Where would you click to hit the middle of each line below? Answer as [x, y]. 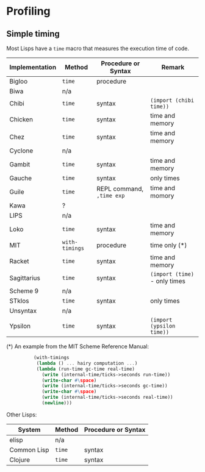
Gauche [21, 178]
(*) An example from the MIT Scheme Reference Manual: [78, 346]
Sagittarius [25, 278]
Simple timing [33, 34]
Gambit [20, 164]
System [29, 429]
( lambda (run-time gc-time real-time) [86, 369]
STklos [19, 301]
